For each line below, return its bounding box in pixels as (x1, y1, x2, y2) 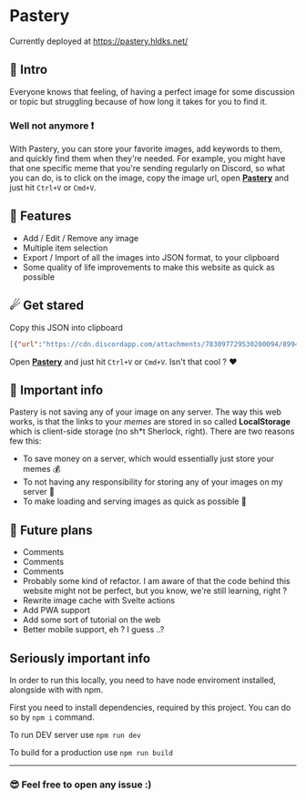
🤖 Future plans (9, 522, 93, 538)
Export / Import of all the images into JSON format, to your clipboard (22, 251, 280, 262)
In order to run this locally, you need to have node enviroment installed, (9, 674, 276, 685)
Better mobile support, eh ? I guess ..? (22, 624, 165, 635)
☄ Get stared (9, 298, 85, 313)
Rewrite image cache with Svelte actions (22, 595, 176, 606)
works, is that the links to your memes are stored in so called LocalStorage (9, 416, 291, 427)
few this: (9, 436, 42, 446)
